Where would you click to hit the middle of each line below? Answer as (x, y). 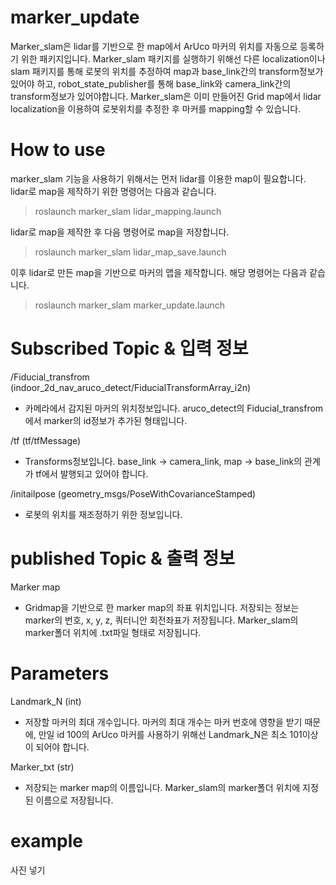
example (47, 840)
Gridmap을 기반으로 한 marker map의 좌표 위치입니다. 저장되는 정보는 (162, 607)
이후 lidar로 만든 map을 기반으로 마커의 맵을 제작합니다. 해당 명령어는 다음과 (159, 272)
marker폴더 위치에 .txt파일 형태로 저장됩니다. (113, 632)
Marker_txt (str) (42, 767)
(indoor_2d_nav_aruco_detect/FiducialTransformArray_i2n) (131, 387)
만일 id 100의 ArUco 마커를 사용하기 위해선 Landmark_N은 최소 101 (170, 734)
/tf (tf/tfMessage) (46, 440)
